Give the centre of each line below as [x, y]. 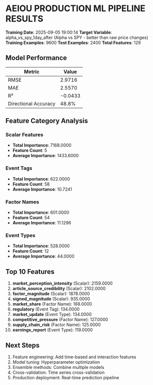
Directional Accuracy [32, 104]
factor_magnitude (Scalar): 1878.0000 [51, 294]
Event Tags [19, 168]
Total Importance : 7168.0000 [42, 145]
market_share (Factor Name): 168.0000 [52, 304]
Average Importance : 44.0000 [43, 257]
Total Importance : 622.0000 [41, 179]
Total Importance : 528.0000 [41, 246]
